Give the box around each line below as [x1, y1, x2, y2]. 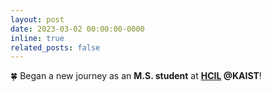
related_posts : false [10, 42, 101, 53]
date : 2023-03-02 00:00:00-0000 [10, 24, 145, 34]
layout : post [10, 14, 65, 25]
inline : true [10, 33, 65, 43]
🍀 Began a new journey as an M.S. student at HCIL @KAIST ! [10, 70, 262, 82]
